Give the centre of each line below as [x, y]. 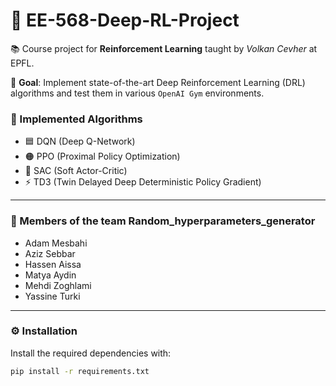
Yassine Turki [52, 296]
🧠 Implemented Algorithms [76, 119]
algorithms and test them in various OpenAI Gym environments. [137, 93]
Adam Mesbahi [56, 243]
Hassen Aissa [53, 264]
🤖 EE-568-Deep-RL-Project [125, 20]
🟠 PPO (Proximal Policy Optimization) [102, 156]
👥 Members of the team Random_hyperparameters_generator [163, 221]
